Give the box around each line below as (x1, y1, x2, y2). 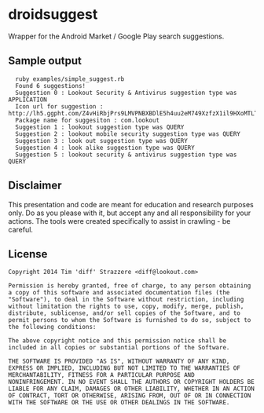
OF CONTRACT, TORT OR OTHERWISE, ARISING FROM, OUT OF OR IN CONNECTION (8, 392, 251, 400)
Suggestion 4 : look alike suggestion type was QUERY (15, 144, 195, 152)
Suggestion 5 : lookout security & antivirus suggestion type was (15, 151, 237, 159)
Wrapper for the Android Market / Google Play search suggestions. (8, 31, 225, 41)
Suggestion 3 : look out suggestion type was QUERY (15, 137, 189, 144)
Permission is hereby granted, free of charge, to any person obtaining (8, 282, 251, 290)
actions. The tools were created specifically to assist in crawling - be (8, 216, 231, 225)
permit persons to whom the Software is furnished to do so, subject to (8, 316, 251, 324)
